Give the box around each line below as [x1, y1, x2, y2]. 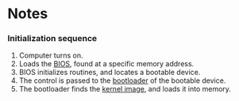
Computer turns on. [18, 50, 83, 60]
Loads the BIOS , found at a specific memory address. [18, 59, 195, 69]
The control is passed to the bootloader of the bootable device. [18, 76, 226, 85]
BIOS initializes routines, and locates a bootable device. [18, 68, 201, 77]
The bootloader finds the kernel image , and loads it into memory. [18, 84, 232, 94]
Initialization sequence [7, 33, 98, 44]
